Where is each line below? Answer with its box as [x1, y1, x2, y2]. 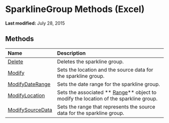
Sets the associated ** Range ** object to [57, 89, 157, 96]
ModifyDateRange [8, 80, 51, 87]
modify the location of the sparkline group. [57, 95, 158, 102]
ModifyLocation [8, 92, 45, 99]
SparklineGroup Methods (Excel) [5, 4, 145, 15]
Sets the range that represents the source [57, 103, 155, 110]
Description [57, 49, 86, 56]
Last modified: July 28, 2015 [5, 20, 65, 26]
